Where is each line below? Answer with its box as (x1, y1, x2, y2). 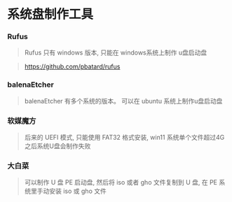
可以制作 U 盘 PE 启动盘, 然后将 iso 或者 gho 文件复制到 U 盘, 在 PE (24, 178, 218, 187)
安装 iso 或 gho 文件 (48, 187, 107, 196)
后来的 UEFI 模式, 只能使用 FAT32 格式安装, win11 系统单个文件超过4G (24, 134, 225, 142)
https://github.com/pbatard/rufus (24, 62, 121, 71)
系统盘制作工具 (7, 6, 94, 22)
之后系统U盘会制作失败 (24, 142, 91, 150)
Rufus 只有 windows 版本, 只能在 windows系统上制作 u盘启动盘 (24, 48, 207, 57)
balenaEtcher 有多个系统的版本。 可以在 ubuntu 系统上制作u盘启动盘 (24, 96, 223, 105)
